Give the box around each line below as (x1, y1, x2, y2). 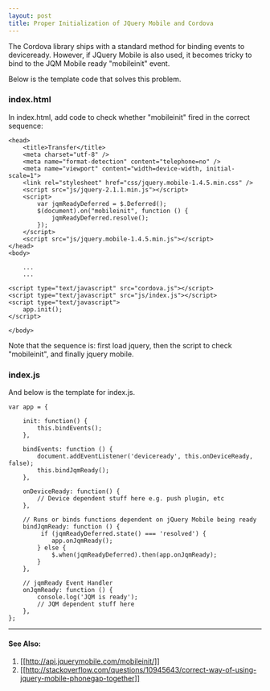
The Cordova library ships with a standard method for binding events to (8, 41, 245, 51)
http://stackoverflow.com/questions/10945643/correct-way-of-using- (25, 665, 257, 675)
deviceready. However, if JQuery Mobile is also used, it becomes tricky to (8, 50, 252, 60)
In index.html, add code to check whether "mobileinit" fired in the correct (8, 112, 251, 121)
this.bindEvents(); (37, 424, 103, 433)
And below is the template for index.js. (8, 388, 135, 397)
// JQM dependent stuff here (37, 600, 135, 608)
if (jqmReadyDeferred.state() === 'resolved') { (40, 530, 207, 538)
